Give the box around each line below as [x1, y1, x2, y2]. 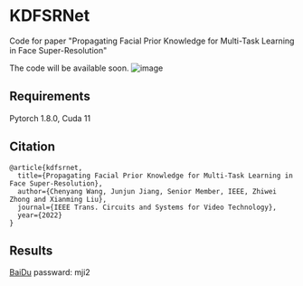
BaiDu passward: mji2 [9, 267, 90, 278]
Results [9, 243, 53, 258]
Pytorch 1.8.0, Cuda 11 [9, 112, 91, 123]
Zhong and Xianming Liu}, [9, 195, 107, 204]
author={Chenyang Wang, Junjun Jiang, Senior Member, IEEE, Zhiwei [17, 186, 278, 195]
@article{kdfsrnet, [9, 163, 83, 172]
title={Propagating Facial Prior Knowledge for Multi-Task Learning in [17, 171, 294, 180]
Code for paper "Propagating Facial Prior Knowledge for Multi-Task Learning [9, 35, 295, 46]
